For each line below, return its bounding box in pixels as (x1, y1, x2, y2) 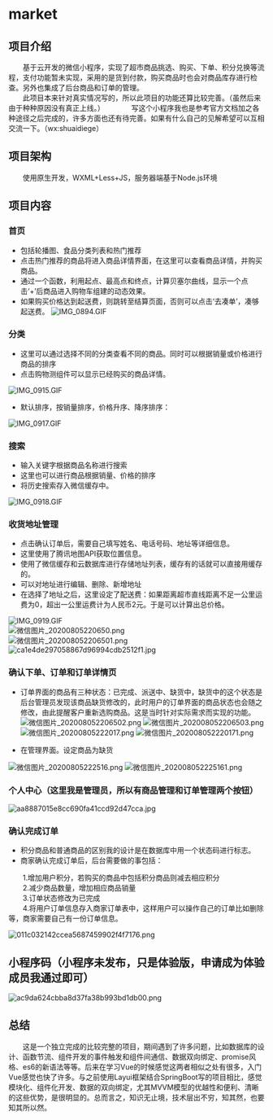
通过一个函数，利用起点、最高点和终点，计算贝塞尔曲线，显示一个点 (19, 276, 249, 286)
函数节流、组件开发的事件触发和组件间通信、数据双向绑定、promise (22, 1052, 249, 1061)
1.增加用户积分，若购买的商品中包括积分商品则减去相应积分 (22, 873, 220, 883)
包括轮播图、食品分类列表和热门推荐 (19, 245, 142, 255)
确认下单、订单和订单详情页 (8, 667, 117, 678)
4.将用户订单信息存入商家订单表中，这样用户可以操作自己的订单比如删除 (22, 903, 264, 913)
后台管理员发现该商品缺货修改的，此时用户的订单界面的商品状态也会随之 (19, 697, 262, 707)
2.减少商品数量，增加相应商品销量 (22, 883, 136, 893)
